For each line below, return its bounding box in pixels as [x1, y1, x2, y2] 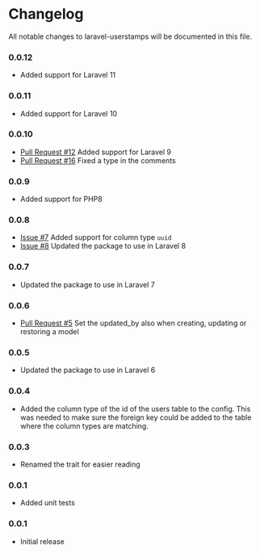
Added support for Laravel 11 [19, 70, 116, 80]
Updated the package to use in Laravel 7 [19, 279, 155, 289]
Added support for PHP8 [19, 195, 103, 204]
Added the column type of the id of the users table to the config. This [19, 404, 251, 413]
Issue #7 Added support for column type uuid [19, 233, 172, 242]
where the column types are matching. [19, 421, 149, 430]
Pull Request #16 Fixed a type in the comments [19, 155, 176, 165]
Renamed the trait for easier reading [19, 459, 141, 469]
